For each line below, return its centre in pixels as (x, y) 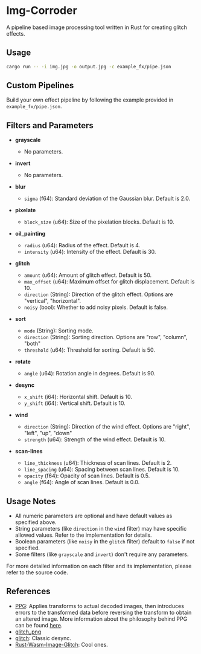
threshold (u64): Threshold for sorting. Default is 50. (90, 350)
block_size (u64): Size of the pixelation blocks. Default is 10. (99, 222)
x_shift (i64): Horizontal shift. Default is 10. (78, 397)
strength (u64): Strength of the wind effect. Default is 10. (95, 439)
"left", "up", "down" (48, 433)
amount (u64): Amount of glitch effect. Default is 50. (88, 275)
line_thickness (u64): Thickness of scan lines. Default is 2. (98, 463)
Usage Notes (31, 501)
